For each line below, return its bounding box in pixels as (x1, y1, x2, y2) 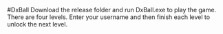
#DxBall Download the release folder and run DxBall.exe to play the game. (7, 6, 217, 14)
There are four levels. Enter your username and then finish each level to (7, 13, 211, 21)
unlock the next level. (7, 20, 67, 28)
